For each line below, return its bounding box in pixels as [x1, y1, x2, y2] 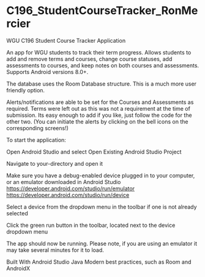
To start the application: [6, 136, 66, 144]
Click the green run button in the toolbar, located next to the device [6, 221, 176, 229]
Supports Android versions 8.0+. [6, 68, 89, 75]
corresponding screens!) [6, 124, 69, 131]
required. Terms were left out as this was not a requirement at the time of [6, 105, 191, 112]
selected [6, 209, 29, 217]
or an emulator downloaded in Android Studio [6, 178, 121, 185]
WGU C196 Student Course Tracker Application [6, 37, 126, 44]
